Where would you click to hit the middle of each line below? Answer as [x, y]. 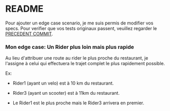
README [24, 9]
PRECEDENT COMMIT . [29, 34]
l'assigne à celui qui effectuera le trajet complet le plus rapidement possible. [85, 64]
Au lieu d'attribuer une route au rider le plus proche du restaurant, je [77, 58]
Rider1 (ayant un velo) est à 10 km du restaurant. [63, 83]
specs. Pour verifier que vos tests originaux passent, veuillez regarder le [81, 28]
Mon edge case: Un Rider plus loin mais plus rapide [70, 47]
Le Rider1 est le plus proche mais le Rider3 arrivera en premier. [78, 103]
